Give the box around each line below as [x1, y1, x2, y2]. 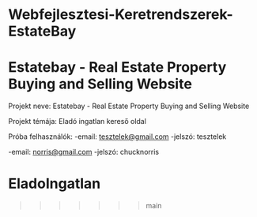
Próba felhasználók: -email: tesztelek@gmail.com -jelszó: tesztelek [8, 132, 227, 141]
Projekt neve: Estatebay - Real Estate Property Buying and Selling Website [8, 101, 250, 111]
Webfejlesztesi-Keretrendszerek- [8, 6, 233, 24]
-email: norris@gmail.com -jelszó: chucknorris [8, 148, 160, 157]
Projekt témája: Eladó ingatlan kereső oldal [8, 117, 146, 126]
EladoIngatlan [8, 175, 101, 193]
